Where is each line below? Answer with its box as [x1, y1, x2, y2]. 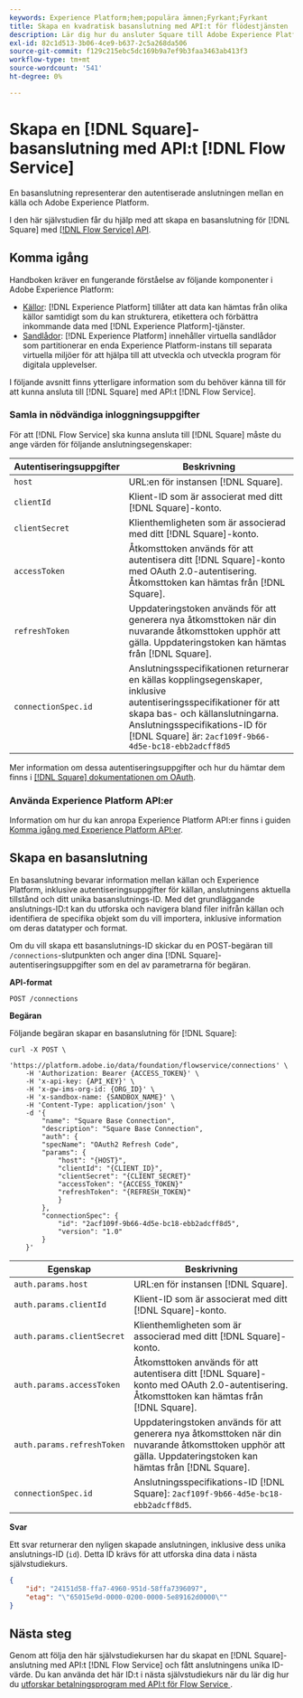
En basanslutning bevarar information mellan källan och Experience [9, 874, 260, 885]
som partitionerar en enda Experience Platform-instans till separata [22, 340, 272, 351]
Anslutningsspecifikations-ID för [128, 718, 268, 731]
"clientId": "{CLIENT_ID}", [57, 1164, 164, 1173]
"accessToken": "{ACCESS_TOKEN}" [57, 1179, 183, 1189]
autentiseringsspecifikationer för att [128, 695, 280, 708]
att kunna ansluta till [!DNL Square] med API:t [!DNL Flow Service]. [9, 386, 256, 397]
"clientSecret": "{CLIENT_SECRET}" [57, 1172, 192, 1181]
